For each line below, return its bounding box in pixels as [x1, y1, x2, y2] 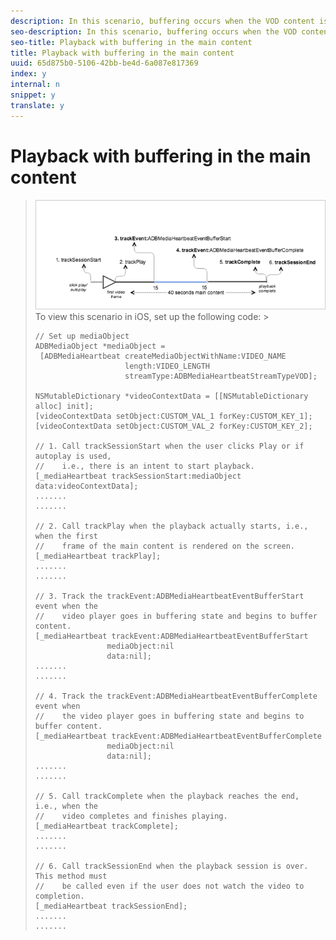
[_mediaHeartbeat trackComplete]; [34, 821, 179, 831]
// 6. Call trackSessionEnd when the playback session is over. [34, 861, 309, 871]
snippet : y [10, 90, 56, 100]
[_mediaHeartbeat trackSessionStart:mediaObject [34, 471, 242, 481]
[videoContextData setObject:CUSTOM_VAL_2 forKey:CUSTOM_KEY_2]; [34, 421, 313, 431]
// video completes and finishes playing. [34, 811, 228, 821]
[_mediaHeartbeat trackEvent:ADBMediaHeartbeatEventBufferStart [34, 631, 309, 641]
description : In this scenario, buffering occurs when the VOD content [10, 16, 315, 26]
